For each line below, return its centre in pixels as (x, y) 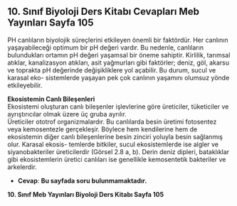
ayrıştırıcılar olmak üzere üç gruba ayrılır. (67, 114)
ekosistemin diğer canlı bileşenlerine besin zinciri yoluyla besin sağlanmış (115, 136)
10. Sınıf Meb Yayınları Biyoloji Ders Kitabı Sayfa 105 (86, 194)
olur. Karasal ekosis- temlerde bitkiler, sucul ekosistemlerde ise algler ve (113, 144)
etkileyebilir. (25, 85)
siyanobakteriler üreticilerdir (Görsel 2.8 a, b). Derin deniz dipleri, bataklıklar (118, 151)
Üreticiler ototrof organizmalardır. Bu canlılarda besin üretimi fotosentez (112, 121)
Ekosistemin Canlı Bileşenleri (51, 99)
